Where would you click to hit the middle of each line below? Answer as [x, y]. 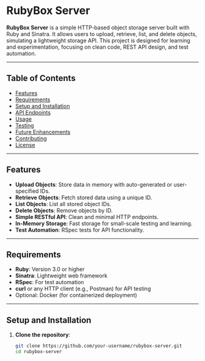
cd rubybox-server [38, 352]
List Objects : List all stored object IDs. [63, 204]
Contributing [31, 138]
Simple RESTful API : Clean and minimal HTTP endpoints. [87, 216]
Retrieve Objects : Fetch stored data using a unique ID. [84, 197]
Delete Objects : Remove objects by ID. [64, 210]
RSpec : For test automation [49, 282]
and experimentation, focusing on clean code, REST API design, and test [98, 47]
